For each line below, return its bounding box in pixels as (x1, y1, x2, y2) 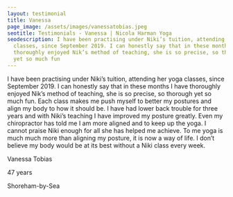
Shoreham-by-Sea (7, 182, 60, 190)
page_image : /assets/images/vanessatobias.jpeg (7, 23, 148, 30)
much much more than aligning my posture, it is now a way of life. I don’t (7, 134, 215, 142)
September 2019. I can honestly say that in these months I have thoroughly (7, 81, 221, 90)
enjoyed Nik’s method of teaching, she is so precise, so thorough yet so (7, 89, 212, 97)
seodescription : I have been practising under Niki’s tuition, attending (7, 36, 225, 43)
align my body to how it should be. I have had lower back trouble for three (7, 104, 218, 112)
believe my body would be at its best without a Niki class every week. (7, 141, 206, 150)
